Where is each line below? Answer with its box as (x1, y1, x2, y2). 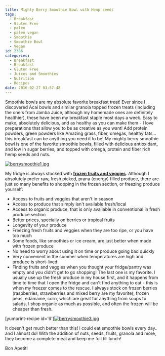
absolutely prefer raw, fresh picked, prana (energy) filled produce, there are (5, 176, 159, 182)
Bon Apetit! (5, 345, 28, 351)
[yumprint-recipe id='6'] (5, 316, 54, 321)
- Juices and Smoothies (9, 72, 58, 77)
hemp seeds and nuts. (5, 151, 50, 157)
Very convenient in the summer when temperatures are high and (12, 253, 144, 259)
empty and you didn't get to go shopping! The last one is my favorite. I (12, 269, 156, 275)
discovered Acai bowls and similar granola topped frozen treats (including (5, 104, 156, 110)
